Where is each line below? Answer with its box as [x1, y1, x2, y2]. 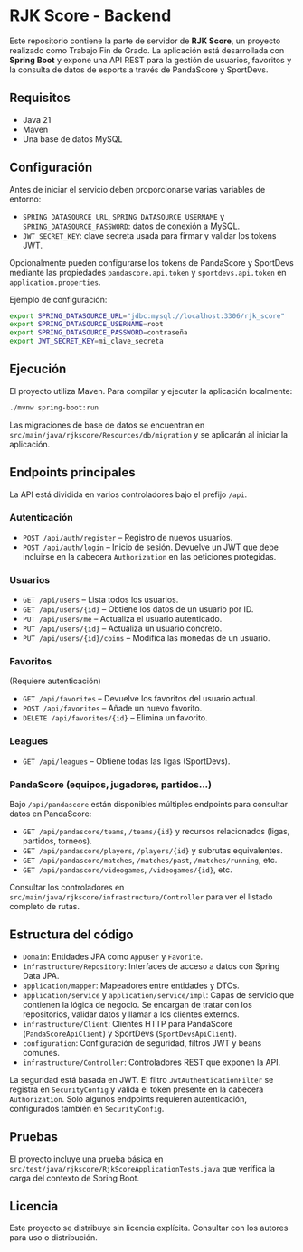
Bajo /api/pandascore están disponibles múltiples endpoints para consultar [9, 799, 289, 810]
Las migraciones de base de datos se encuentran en [9, 419, 205, 430]
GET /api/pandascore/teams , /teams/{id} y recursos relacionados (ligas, [22, 826, 290, 837]
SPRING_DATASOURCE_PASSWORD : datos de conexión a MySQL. [22, 221, 241, 231]
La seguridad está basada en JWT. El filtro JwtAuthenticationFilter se [9, 1074, 274, 1085]
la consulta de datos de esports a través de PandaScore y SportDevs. [9, 64, 269, 75]
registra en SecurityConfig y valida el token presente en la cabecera [9, 1084, 264, 1095]
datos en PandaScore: [9, 808, 92, 819]
